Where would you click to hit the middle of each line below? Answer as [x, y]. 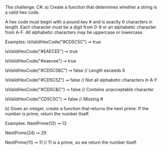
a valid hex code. [22, 12]
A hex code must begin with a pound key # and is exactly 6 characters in [79, 22]
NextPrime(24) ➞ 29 [26, 133]
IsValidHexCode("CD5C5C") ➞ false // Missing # [54, 99]
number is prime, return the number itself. [47, 114]
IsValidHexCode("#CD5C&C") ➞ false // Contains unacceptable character [80, 90]
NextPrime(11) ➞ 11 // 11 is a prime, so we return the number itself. [71, 142]
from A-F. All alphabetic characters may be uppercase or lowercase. [74, 32]
